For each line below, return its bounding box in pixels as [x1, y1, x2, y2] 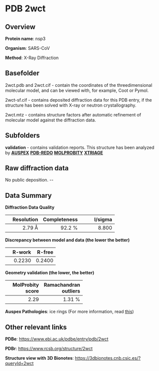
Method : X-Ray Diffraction [5, 55, 59, 61]
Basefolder [5, 69, 40, 77]
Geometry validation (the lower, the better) [5, 270, 95, 276]
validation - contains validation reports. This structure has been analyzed [5, 144, 155, 150]
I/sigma [94, 216, 112, 223]
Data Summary [5, 191, 52, 200]
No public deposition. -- [5, 177, 54, 183]
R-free [36, 249, 54, 256]
